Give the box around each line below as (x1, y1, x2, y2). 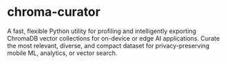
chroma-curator (7, 4, 101, 20)
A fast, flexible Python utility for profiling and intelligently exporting (7, 27, 197, 35)
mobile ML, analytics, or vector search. (7, 49, 118, 57)
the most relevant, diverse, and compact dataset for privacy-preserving (7, 41, 210, 50)
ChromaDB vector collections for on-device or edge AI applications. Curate (7, 34, 220, 42)
